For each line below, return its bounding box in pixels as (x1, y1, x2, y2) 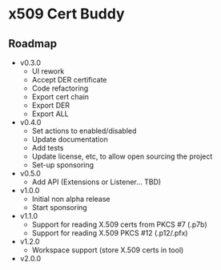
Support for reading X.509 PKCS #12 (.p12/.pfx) (31, 228, 188, 237)
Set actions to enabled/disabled (31, 126, 137, 135)
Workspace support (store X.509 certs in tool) (31, 245, 184, 255)
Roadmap (8, 37, 58, 50)
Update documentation (31, 135, 108, 144)
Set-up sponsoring (31, 160, 94, 169)
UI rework (31, 66, 65, 76)
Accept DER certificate (31, 75, 107, 84)
